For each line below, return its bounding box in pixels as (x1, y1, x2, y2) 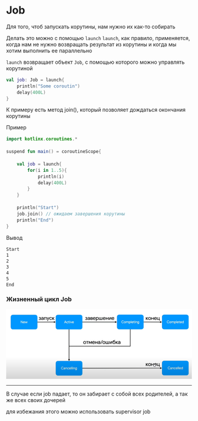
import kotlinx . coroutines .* (6, 136, 78, 142)
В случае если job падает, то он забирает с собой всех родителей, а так (6, 390, 188, 397)
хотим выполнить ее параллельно (6, 47, 93, 54)
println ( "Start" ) (16, 205, 60, 211)
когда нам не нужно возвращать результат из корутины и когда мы (6, 41, 177, 48)
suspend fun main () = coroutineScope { (6, 149, 101, 155)
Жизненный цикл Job (6, 295, 72, 303)
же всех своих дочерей (6, 396, 66, 403)
